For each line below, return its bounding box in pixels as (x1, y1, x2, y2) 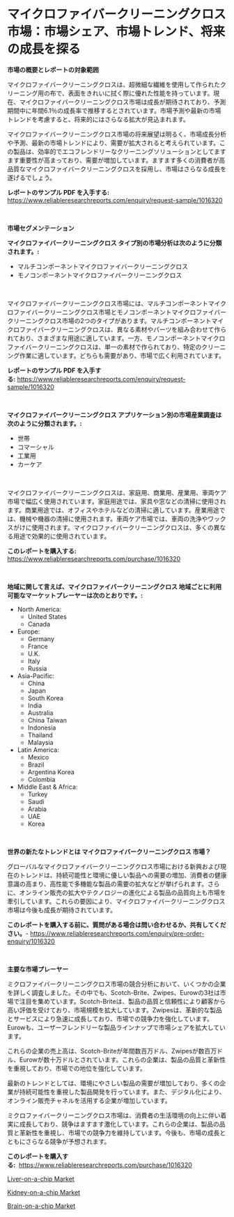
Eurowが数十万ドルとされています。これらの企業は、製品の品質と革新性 (19, 1055, 226, 1064)
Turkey (27, 790, 48, 798)
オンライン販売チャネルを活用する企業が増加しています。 (7, 1096, 172, 1104)
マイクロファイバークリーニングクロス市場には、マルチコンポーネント (7, 299, 209, 307)
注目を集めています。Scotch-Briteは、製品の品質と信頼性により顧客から (19, 997, 226, 1005)
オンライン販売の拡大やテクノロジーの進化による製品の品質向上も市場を (19, 888, 226, 897)
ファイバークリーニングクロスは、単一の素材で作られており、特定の (7, 343, 202, 351)
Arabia (27, 805, 47, 813)
